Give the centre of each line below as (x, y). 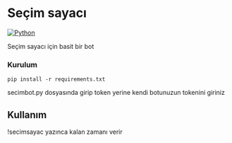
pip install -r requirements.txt (56, 79)
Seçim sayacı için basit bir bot (51, 46)
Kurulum (22, 64)
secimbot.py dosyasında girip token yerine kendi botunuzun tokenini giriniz (116, 93)
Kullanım (27, 115)
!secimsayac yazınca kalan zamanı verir (65, 132)
